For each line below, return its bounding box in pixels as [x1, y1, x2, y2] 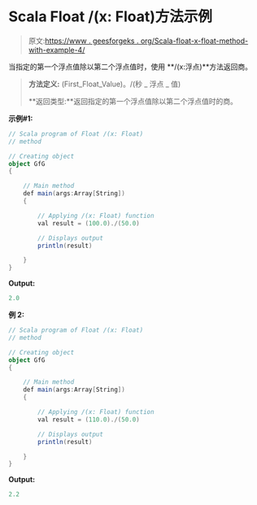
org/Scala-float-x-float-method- [140, 36, 249, 46]
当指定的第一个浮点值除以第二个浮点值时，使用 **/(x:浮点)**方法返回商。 [8, 62, 252, 72]
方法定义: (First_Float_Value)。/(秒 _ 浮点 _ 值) [28, 79, 181, 89]
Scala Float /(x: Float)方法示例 [8, 7, 213, 26]
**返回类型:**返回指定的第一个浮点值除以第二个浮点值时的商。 [28, 96, 237, 106]
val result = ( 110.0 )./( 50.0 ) [37, 416, 140, 424]
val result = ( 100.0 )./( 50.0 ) [37, 219, 140, 228]
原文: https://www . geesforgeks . [28, 36, 139, 46]
